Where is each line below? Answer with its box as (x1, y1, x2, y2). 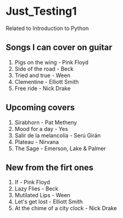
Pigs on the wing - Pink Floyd (14, 58, 89, 66)
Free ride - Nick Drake (14, 85, 71, 92)
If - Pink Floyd (14, 179, 50, 186)
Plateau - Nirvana (14, 138, 59, 145)
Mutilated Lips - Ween (14, 192, 71, 199)
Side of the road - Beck (14, 65, 74, 72)
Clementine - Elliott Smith (14, 78, 79, 85)
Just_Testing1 (6, 4, 77, 18)
